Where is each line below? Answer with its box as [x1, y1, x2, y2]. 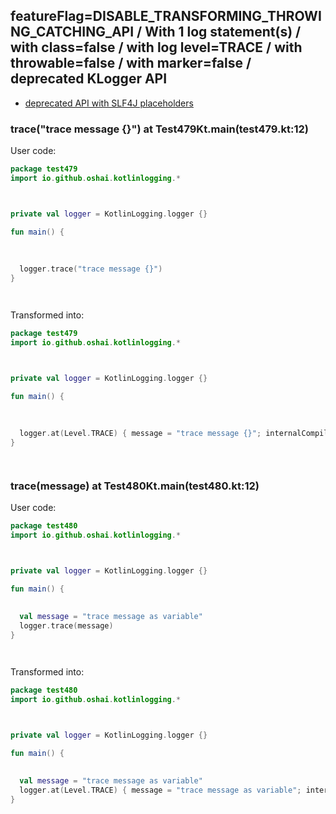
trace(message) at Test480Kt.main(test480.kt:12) [10, 479, 260, 493]
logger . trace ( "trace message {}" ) [19, 264, 163, 274]
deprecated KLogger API [10, 70, 168, 88]
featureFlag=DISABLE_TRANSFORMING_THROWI [10, 8, 322, 25]
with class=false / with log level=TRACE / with [10, 39, 303, 56]
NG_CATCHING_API [10, 24, 135, 41]
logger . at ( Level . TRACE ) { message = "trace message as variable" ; [19, 785, 302, 796]
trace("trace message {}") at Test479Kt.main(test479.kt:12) [10, 122, 309, 136]
